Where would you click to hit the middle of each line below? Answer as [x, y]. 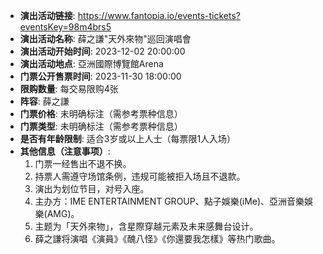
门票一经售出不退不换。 [83, 163]
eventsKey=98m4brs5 [65, 27]
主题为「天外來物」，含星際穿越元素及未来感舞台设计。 [146, 226]
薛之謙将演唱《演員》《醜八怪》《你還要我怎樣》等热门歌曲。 [157, 238]
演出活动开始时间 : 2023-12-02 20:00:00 [102, 51]
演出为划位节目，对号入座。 [92, 188]
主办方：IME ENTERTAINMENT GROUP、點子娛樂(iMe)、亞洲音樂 [169, 201]
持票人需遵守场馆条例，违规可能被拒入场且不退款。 [140, 176]
